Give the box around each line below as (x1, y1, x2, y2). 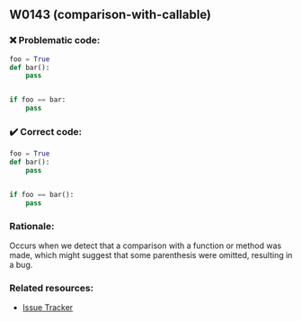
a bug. (9, 260, 33, 271)
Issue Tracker (22, 302, 74, 313)
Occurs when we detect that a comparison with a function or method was (9, 240, 282, 251)
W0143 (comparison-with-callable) (9, 7, 212, 22)
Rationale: (9, 219, 55, 232)
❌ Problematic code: (9, 34, 101, 47)
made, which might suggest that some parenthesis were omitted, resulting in (9, 250, 293, 261)
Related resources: (9, 281, 94, 294)
